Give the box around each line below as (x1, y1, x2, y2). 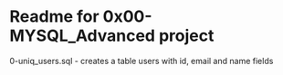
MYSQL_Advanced (9, 25, 156, 46)
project (158, 25, 215, 46)
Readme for (9, 6, 100, 27)
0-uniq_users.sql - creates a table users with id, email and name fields (9, 55, 274, 66)
